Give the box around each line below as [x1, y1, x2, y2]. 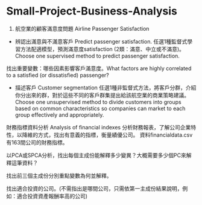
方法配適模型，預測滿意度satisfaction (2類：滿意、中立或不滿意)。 [20, 45, 185, 53]
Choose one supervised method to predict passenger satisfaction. [14, 52, 180, 59]
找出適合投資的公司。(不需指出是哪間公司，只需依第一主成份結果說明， [6, 184, 183, 192]
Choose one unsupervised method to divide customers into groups [14, 98, 182, 105]
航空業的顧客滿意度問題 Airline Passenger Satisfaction [14, 25, 150, 32]
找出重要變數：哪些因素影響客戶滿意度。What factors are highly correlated [6, 65, 192, 72]
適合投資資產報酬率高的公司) [16, 192, 88, 200]
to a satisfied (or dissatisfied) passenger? [6, 71, 110, 79]
